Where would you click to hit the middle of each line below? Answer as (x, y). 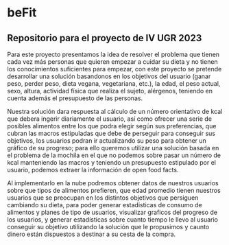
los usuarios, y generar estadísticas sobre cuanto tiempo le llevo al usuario (112, 220)
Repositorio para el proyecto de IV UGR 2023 (105, 38)
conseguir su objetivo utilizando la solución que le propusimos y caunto (108, 227)
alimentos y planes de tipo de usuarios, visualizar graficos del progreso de (112, 212)
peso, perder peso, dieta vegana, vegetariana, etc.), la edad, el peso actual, (114, 83)
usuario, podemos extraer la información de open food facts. (93, 170)
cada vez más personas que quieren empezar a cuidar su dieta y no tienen (112, 62)
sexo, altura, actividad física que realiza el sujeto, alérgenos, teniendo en (110, 91)
